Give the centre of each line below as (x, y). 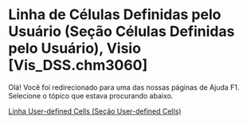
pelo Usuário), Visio (75, 48)
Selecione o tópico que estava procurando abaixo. (91, 95)
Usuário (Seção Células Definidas (122, 31)
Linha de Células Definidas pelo (115, 15)
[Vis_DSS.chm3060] (78, 66)
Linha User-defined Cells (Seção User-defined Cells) (95, 111)
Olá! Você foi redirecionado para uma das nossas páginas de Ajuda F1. (124, 87)
